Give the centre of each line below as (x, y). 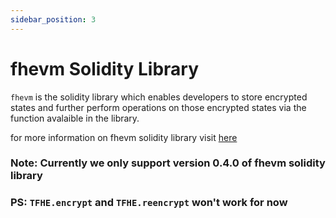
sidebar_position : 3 (53, 19)
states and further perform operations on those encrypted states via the (158, 107)
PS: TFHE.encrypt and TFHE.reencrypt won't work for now (149, 203)
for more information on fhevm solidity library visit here (124, 137)
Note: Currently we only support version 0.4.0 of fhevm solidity (168, 163)
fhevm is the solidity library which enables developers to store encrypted (159, 97)
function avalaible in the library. (75, 118)
